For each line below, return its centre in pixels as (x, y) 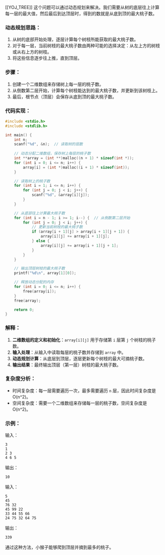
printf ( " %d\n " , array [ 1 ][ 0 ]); (45, 273)
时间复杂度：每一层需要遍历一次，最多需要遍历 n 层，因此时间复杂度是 (84, 391)
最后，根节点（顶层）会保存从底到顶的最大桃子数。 (64, 97)
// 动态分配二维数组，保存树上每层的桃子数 (53, 153)
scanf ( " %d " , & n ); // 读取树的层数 (49, 144)
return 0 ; (24, 310)
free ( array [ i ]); (40, 291)
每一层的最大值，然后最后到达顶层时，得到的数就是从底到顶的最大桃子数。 (81, 13)
